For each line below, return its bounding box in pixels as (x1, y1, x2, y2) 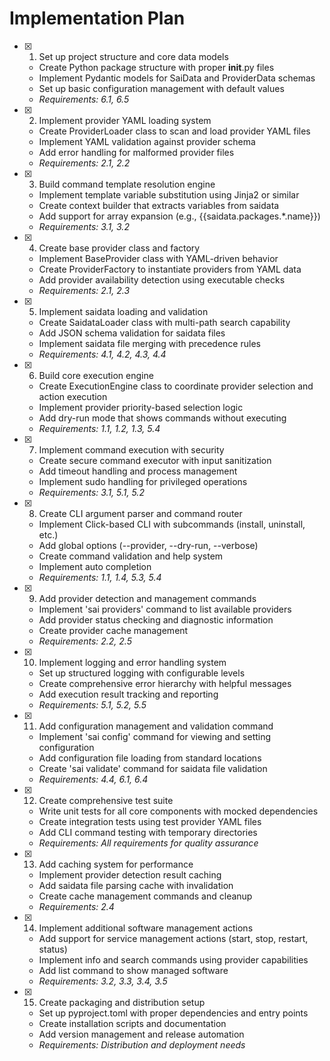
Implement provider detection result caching (38, 868, 222, 881)
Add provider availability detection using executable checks (38, 273, 286, 286)
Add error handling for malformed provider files (38, 146, 235, 158)
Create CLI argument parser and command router (38, 507, 243, 519)
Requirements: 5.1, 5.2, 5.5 (38, 698, 147, 711)
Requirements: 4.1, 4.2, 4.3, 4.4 (38, 348, 167, 360)
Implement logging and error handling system (38, 656, 227, 668)
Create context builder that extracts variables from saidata (38, 199, 280, 211)
